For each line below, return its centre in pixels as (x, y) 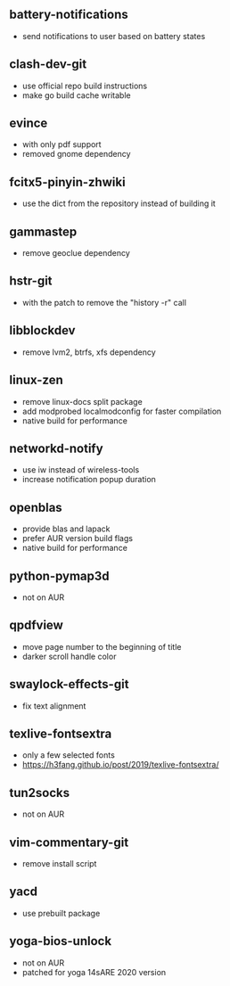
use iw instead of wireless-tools (81, 470)
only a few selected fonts (69, 755)
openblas (36, 507)
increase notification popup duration (89, 480)
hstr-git (31, 281)
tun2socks (40, 793)
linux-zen (37, 380)
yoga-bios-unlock (61, 941)
